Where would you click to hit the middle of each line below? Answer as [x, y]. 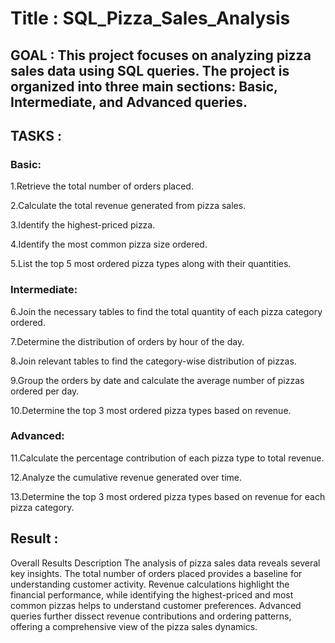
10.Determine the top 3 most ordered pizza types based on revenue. [151, 410]
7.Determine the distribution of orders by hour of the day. [127, 341]
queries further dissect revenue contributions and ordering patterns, [151, 616]
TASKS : [36, 135]
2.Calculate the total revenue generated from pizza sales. [128, 206]
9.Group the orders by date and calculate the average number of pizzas [157, 380]
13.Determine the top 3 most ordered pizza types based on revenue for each [168, 496]
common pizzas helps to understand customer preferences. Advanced [156, 605]
